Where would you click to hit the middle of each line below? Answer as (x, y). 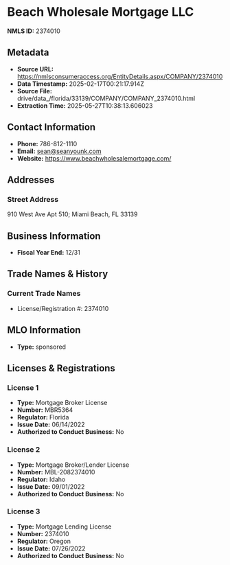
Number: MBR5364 (45, 410)
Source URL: (35, 69)
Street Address (33, 199)
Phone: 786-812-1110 (47, 143)
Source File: (35, 91)
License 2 (24, 450)
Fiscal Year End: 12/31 (48, 253)
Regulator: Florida (43, 417)
